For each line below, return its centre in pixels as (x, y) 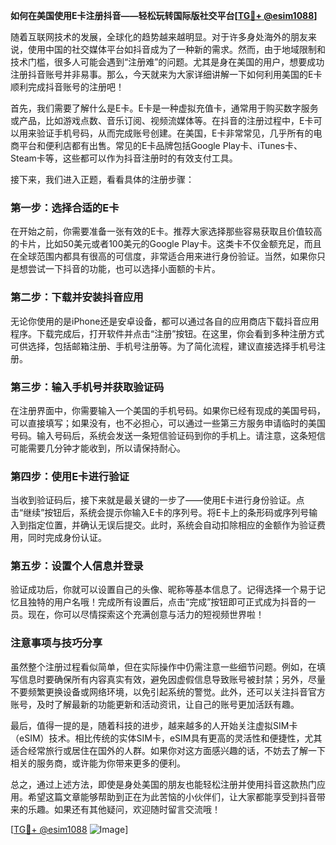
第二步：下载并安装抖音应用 (77, 297)
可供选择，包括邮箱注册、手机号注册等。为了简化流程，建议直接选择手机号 (163, 346)
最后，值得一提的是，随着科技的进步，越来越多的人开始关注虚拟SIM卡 (154, 725)
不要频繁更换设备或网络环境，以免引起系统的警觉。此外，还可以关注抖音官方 (168, 691)
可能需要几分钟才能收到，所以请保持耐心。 (98, 448)
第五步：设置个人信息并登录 (77, 566)
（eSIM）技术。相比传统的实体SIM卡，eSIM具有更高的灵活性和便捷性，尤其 (166, 738)
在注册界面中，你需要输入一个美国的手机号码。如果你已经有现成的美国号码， (168, 410)
